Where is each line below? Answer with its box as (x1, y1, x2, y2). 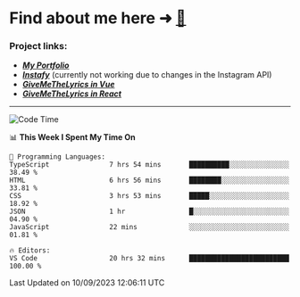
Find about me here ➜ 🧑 (9, 8, 187, 29)
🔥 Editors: (9, 246, 51, 255)
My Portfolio (21, 60, 70, 70)
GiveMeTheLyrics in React (21, 88, 122, 99)
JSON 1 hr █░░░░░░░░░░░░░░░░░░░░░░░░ (9, 207, 290, 217)
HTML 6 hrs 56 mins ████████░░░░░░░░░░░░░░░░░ (9, 176, 290, 186)
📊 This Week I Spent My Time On (9, 132, 136, 143)
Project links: (9, 40, 68, 53)
